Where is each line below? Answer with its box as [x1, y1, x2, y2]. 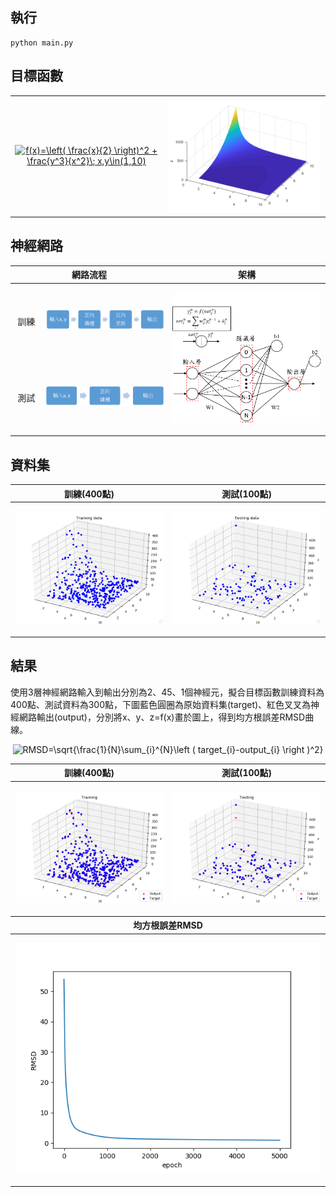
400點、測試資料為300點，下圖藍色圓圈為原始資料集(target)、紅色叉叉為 [10, 698, 312, 710]
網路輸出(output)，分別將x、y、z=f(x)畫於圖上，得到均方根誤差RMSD [18, 711, 306, 723]
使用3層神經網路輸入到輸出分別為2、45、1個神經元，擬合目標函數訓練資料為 [10, 686, 325, 698]
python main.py [10, 38, 74, 48]
